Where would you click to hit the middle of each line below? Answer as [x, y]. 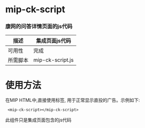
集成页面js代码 [54, 41]
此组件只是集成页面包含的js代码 [38, 120]
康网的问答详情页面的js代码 [39, 27]
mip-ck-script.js [54, 60]
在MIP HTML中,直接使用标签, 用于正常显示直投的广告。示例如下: [73, 100]
